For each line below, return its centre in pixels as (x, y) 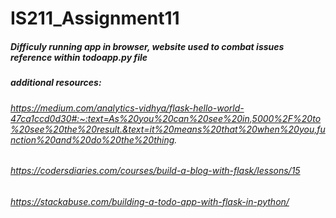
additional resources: (56, 83)
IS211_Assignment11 (95, 18)
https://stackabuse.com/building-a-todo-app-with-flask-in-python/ (150, 201)
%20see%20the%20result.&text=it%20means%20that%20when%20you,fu (168, 129)
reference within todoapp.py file (79, 57)
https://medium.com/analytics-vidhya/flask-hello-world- (127, 108)
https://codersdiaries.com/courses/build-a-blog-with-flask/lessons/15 (155, 171)
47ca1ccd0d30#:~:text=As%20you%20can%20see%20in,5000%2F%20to (166, 118)
